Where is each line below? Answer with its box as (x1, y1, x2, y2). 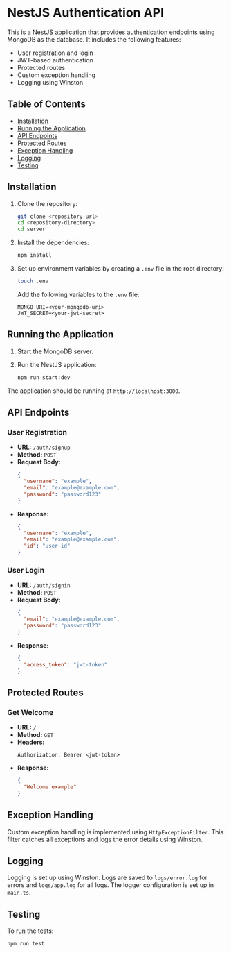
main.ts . (7, 888, 31, 897)
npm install (17, 252, 52, 259)
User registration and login (17, 49, 93, 57)
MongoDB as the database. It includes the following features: (7, 35, 181, 43)
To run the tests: (7, 927, 54, 935)
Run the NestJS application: (17, 360, 97, 369)
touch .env (17, 278, 49, 285)
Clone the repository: (17, 199, 78, 208)
